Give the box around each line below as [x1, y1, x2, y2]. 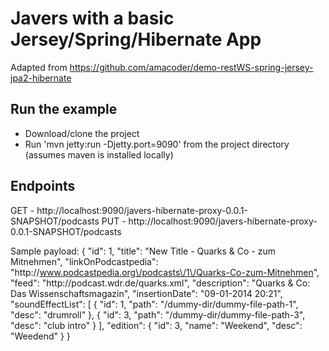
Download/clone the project [24, 127, 140, 139]
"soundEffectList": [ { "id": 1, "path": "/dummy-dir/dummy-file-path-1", [10, 298, 299, 310]
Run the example [10, 101, 118, 118]
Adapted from [10, 61, 68, 73]
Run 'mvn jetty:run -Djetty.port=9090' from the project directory [24, 138, 290, 150]
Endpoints [10, 178, 76, 195]
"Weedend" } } [10, 330, 71, 342]
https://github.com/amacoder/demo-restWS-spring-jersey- [69, 61, 314, 73]
